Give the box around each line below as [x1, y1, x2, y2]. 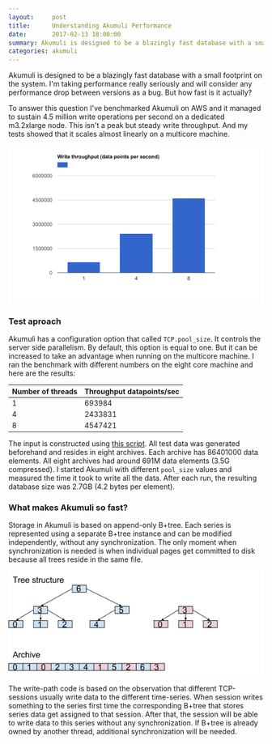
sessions [8, 692, 38, 702]
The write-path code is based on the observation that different [8, 683, 217, 693]
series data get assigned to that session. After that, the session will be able [8, 709, 258, 719]
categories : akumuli [8, 47, 79, 56]
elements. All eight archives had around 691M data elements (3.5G [8, 456, 230, 466]
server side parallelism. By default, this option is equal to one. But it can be [8, 342, 257, 352]
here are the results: [8, 368, 75, 378]
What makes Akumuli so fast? [8, 502, 128, 513]
